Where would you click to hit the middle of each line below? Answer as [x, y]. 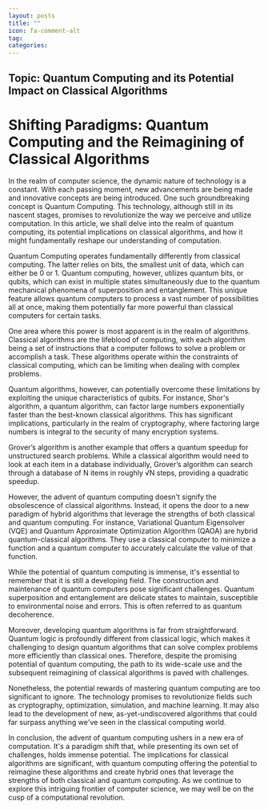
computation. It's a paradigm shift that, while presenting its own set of [124, 747]
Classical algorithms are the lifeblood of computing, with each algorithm [127, 340]
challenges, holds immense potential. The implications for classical [118, 755]
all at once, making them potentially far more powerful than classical [121, 307]
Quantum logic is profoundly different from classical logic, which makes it [129, 639]
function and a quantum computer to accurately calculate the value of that [131, 548]
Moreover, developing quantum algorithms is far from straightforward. [123, 631]
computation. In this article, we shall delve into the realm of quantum [121, 224]
